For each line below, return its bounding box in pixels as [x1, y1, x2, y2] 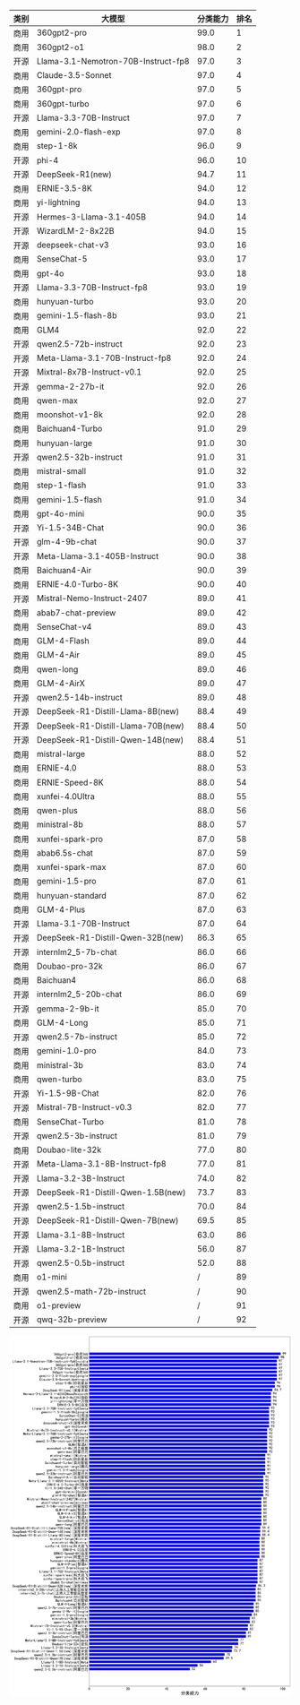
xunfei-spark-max [37, 862, 107, 872]
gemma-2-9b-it [37, 1003, 100, 1013]
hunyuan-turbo [37, 297, 94, 306]
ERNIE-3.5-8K [37, 183, 92, 194]
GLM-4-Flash [37, 635, 90, 646]
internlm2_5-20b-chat [37, 989, 123, 1000]
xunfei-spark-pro [37, 833, 103, 844]
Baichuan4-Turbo [37, 423, 103, 435]
